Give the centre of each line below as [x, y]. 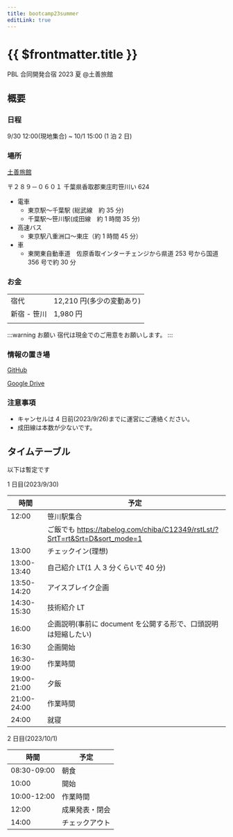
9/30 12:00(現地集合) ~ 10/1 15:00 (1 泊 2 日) [70, 136]
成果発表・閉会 [86, 810]
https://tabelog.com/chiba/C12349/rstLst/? [148, 529]
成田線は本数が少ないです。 [56, 428]
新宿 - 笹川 [29, 314]
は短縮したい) [70, 635]
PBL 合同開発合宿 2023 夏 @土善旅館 [60, 74]
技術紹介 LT [66, 608]
